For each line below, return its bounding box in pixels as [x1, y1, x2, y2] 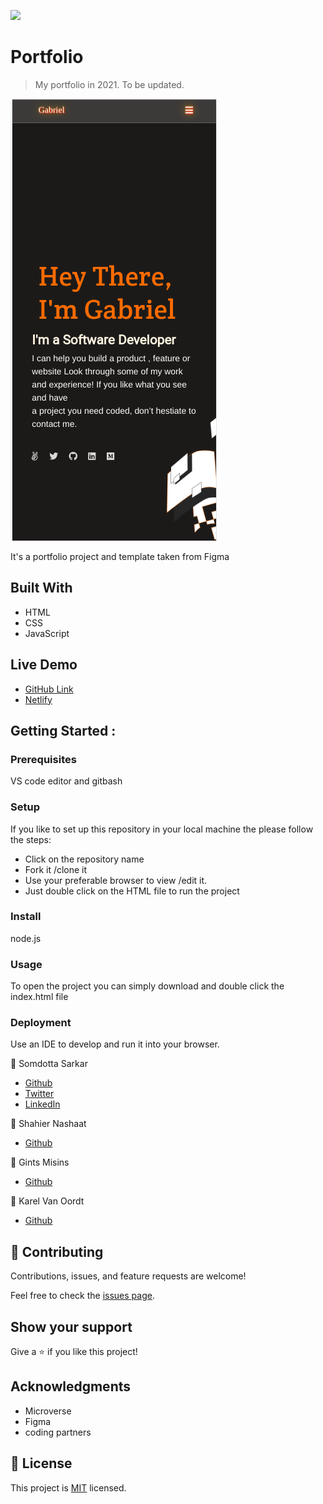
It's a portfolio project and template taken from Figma [10, 550, 230, 562]
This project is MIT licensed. [10, 1481, 127, 1494]
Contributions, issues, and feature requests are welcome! [10, 1270, 247, 1282]
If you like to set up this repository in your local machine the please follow [10, 823, 314, 835]
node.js [10, 932, 42, 944]
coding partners [24, 1426, 92, 1438]
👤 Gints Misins [10, 1156, 70, 1169]
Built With [10, 580, 73, 597]
